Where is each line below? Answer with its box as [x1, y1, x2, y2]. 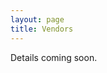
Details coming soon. [10, 51, 98, 63]
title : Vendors [10, 24, 74, 34]
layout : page [10, 14, 65, 25]
